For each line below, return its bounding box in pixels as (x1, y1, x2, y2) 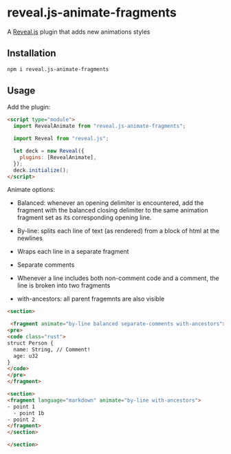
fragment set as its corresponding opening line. (16, 213, 152, 221)
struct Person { (7, 339, 54, 347)
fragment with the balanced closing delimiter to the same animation (16, 206, 208, 215)
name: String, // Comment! (13, 346, 91, 353)
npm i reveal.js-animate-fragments (7, 65, 109, 73)
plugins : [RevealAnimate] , (19, 153, 97, 161)
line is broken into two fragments (16, 281, 111, 290)
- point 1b (13, 409, 45, 417)
